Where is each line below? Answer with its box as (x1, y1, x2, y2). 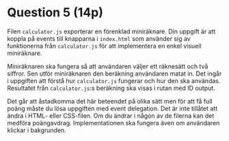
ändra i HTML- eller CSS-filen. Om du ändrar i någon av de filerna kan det (7, 111, 215, 120)
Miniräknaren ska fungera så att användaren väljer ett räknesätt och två (7, 62, 208, 70)
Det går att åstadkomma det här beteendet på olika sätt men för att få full (7, 97, 213, 105)
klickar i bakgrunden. (7, 126, 66, 134)
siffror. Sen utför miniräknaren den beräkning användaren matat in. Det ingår (7, 69, 222, 78)
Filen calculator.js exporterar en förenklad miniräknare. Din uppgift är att (7, 27, 216, 35)
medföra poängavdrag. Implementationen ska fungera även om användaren (7, 119, 220, 127)
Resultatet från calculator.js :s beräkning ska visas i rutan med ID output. (7, 84, 215, 92)
